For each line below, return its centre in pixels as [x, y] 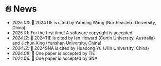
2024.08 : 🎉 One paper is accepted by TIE [54, 53]
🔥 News [21, 9]
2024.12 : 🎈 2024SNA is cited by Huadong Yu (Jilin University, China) [80, 48]
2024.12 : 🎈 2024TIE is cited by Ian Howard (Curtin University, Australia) [83, 38]
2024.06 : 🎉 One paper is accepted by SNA [55, 58]
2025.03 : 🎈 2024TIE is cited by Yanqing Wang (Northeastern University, [84, 22]
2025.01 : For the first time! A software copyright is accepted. [73, 33]
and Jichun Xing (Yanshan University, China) [57, 43]
